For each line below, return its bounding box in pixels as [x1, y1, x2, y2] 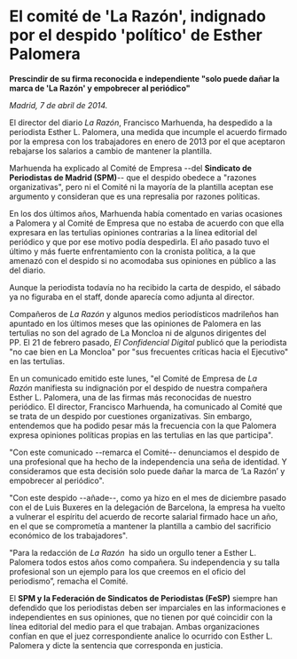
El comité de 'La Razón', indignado [9, 6, 267, 27]
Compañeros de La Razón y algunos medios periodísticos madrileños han [9, 308, 279, 319]
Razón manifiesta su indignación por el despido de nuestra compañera [9, 382, 268, 393]
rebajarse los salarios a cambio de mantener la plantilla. [9, 145, 213, 156]
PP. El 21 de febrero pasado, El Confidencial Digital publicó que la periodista [9, 337, 287, 347]
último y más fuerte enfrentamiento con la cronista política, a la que [9, 246, 256, 257]
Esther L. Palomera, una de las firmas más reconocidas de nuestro [9, 392, 252, 402]
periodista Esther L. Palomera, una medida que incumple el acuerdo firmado [9, 126, 287, 137]
